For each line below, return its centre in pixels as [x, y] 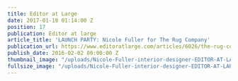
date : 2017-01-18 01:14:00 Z [50, 20]
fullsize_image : [31, 66]
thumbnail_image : [33, 60]
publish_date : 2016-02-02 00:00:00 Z [63, 54]
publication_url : [33, 46]
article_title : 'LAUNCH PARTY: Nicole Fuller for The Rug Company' [109, 40]
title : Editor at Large [42, 14]
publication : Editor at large [52, 33]
